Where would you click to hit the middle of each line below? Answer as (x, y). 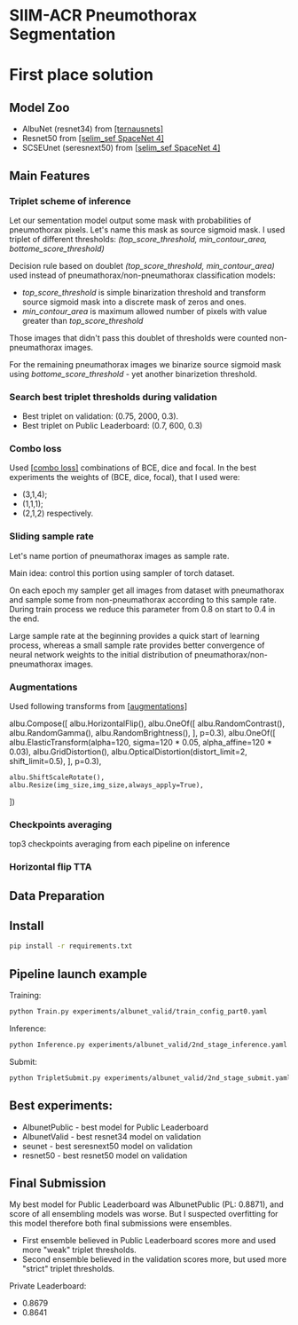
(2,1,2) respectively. (58, 513)
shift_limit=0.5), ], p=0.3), (55, 761)
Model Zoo (39, 107)
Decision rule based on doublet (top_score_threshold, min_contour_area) (142, 265)
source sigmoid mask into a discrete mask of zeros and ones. (134, 302)
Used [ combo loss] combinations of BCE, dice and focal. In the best (133, 468)
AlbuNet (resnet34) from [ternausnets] (93, 129)
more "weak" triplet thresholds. (79, 1250)
